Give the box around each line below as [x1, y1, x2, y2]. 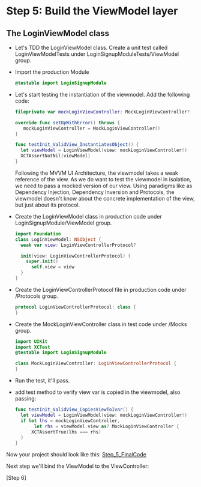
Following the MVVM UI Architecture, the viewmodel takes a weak [14, 169, 178, 177]
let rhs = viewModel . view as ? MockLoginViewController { [34, 423, 179, 429]
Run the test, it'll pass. [14, 377, 70, 384]
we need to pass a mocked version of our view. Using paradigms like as [14, 182, 193, 189]
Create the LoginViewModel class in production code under [14, 213, 162, 220]
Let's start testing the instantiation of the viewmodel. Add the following [14, 91, 190, 98]
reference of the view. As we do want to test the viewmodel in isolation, [14, 175, 192, 183]
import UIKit [14, 338, 48, 345]
